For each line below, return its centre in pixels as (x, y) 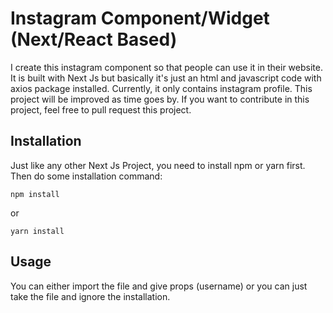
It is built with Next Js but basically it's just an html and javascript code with (166, 78)
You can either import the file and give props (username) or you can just (159, 286)
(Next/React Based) (94, 39)
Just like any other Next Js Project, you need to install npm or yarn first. (158, 165)
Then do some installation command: (86, 176)
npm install (35, 194)
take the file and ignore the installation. (90, 296)
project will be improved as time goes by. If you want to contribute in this (160, 99)
